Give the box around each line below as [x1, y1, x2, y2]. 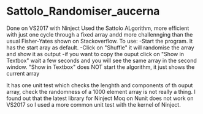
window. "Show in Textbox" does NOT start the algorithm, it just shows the [6, 63, 195, 71]
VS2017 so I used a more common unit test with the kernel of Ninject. [6, 101, 181, 108]
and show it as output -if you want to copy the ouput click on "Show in [6, 50, 185, 57]
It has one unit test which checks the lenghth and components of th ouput [6, 81, 193, 89]
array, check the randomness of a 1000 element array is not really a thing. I [6, 88, 196, 95]
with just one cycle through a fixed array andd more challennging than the [6, 30, 193, 38]
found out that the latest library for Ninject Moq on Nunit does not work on [6, 94, 194, 102]
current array [6, 69, 40, 77]
